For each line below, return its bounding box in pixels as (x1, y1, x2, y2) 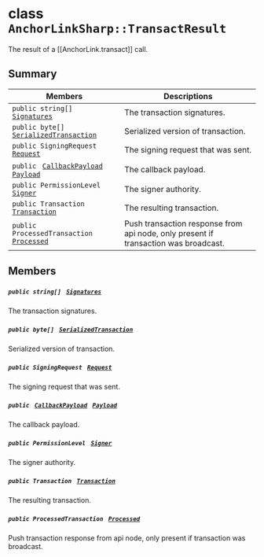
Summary (8, 68, 57, 81)
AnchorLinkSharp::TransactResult (8, 21, 227, 36)
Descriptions (163, 90, 213, 101)
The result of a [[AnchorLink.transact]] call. (8, 44, 148, 53)
